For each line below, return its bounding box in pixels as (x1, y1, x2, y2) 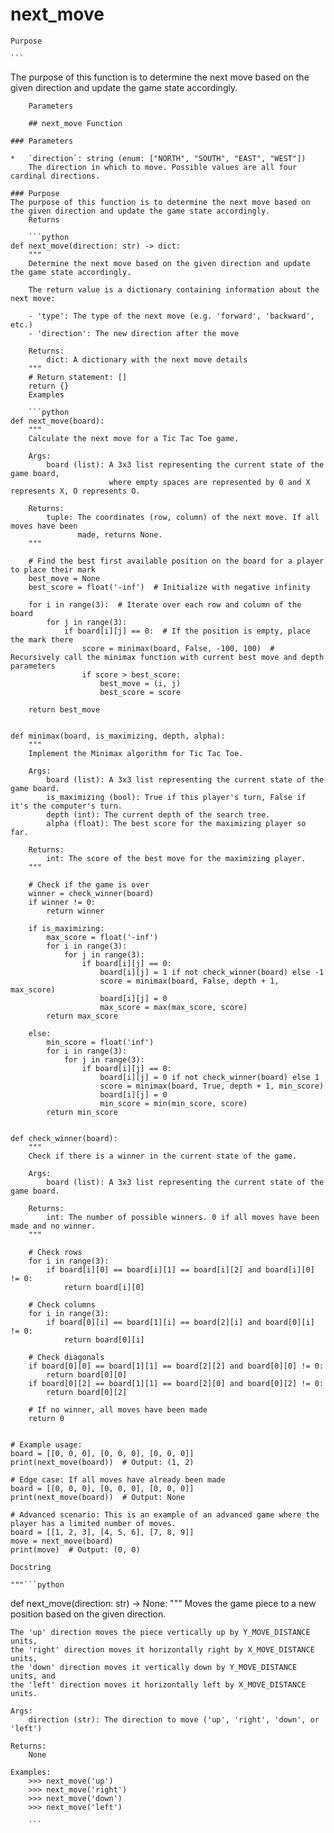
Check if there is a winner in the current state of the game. (28, 1151, 298, 1161)
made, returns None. (77, 529, 163, 540)
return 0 (28, 1413, 65, 1423)
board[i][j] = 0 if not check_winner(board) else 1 (99, 1072, 320, 1082)
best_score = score (99, 687, 182, 697)
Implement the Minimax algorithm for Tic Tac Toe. (28, 748, 244, 758)
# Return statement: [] (28, 372, 128, 382)
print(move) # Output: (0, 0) (10, 1544, 141, 1555)
